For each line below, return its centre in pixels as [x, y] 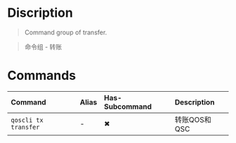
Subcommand [128, 107]
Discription [40, 13]
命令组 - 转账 [43, 46]
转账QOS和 [193, 119]
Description [195, 102]
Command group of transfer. [66, 32]
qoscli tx [27, 120]
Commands [42, 76]
